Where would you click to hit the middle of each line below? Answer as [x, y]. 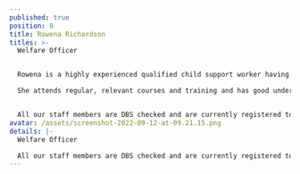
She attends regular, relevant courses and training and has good [143, 91]
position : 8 [31, 26]
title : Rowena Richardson [57, 34]
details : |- [31, 131]
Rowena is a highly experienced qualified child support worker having [154, 75]
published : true [39, 17]
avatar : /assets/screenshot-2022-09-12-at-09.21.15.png [115, 123]
